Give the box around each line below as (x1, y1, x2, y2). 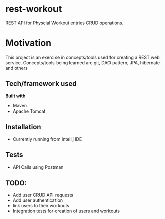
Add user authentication (12, 197, 63, 203)
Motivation (5, 37, 52, 49)
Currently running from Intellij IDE (12, 136, 82, 142)
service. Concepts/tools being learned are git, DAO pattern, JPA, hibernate (5, 59, 160, 66)
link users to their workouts (12, 203, 70, 209)
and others (5, 65, 28, 71)
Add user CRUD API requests (12, 192, 74, 198)
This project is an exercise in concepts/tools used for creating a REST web (5, 54, 160, 60)
